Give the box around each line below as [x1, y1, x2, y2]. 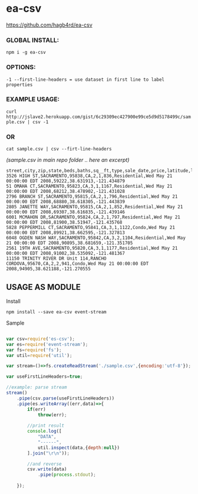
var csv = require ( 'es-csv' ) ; [6, 336, 75, 342]
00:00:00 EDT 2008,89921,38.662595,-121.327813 [6, 230, 126, 236]
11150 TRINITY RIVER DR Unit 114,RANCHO [6, 256, 107, 261]
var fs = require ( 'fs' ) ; [6, 347, 62, 353]
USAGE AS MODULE [6, 282, 81, 292]
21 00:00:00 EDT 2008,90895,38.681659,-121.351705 [6, 240, 133, 246]
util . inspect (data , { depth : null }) [37, 444, 120, 450]
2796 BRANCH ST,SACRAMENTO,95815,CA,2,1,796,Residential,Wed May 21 [6, 194, 178, 199]
